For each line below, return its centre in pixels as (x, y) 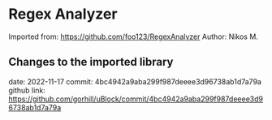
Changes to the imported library (91, 62)
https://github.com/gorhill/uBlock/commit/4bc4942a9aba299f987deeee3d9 (136, 99)
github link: (27, 90)
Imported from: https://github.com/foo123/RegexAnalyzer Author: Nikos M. (133, 36)
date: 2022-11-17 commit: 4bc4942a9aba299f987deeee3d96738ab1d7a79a (135, 81)
